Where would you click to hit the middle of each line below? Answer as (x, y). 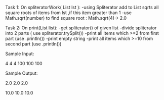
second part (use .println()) (33, 44)
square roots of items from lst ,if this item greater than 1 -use (68, 13)
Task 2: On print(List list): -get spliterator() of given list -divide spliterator (81, 28)
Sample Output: (22, 73)
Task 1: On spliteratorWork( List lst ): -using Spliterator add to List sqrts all (82, 7)
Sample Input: (20, 54)
